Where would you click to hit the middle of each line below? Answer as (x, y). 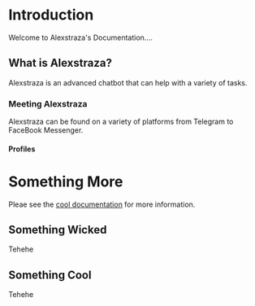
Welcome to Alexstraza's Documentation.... (80, 37)
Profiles (22, 149)
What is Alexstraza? (60, 63)
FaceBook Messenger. (46, 130)
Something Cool (50, 275)
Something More (66, 181)
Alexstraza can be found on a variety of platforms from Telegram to (121, 122)
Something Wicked (58, 229)
